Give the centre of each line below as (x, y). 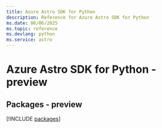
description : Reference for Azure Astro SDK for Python (78, 17)
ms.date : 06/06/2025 (32, 23)
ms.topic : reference (32, 29)
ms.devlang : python (31, 34)
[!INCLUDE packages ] (33, 119)
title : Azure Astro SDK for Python (51, 12)
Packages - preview (44, 104)
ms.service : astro (29, 40)
